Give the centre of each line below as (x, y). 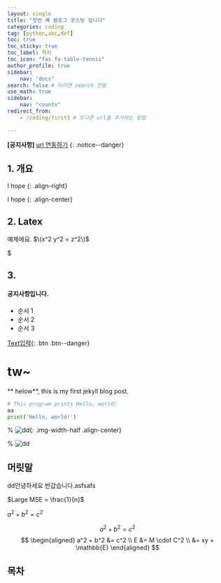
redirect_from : (29, 111)
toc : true (22, 40)
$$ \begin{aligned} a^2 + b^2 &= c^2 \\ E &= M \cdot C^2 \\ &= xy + (117, 540)
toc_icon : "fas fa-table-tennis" (56, 59)
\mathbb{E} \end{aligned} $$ (117, 547)
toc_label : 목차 (29, 53)
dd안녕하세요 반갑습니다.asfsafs (51, 486)
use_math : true (29, 92)
